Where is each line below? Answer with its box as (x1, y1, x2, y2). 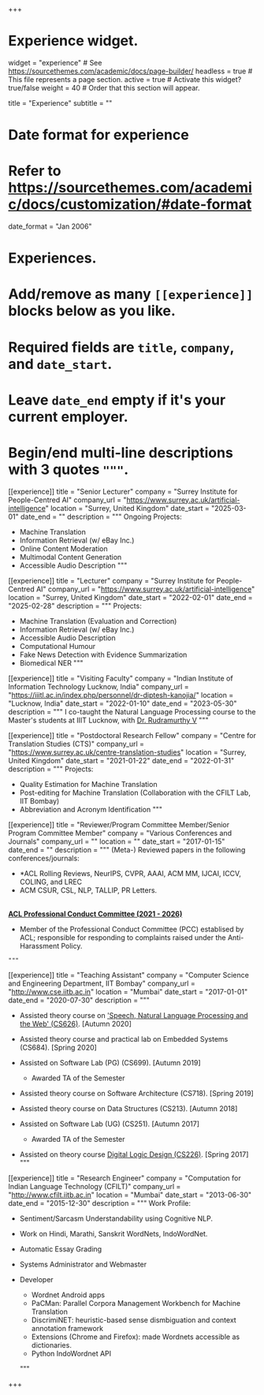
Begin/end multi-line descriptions (8, 444, 234, 461)
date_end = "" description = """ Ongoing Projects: (20, 512, 183, 521)
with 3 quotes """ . (8, 461, 129, 478)
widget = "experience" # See (8, 58, 102, 67)
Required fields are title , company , (8, 338, 235, 356)
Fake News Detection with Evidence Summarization (19, 650, 188, 659)
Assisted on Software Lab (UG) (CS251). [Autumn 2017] (19, 1119, 199, 1128)
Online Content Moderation (19, 543, 108, 553)
